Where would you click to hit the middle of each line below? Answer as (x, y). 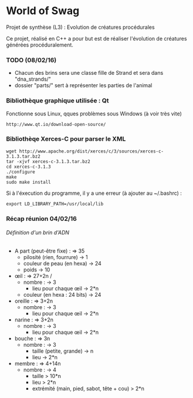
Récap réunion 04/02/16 (42, 218)
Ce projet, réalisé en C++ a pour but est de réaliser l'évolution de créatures (97, 38)
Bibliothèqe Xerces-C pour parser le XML (66, 139)
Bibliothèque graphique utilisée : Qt (57, 101)
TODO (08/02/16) (31, 60)
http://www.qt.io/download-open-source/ (56, 124)
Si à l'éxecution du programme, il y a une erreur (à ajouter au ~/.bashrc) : (94, 193)
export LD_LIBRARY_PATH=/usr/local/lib (55, 204)
